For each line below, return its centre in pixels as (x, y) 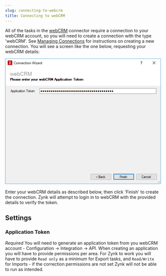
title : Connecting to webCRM (35, 16)
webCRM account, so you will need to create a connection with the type (78, 36)
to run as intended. (24, 269)
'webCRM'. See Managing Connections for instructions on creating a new (80, 41)
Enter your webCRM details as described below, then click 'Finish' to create (82, 192)
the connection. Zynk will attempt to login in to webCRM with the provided (80, 197)
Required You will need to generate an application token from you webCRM (82, 243)
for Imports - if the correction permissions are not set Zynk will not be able (81, 264)
